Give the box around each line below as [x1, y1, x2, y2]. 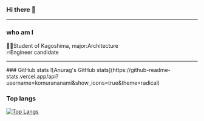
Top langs [6, 94, 36, 102]
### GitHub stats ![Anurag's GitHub [6, 66, 96, 73]
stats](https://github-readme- [97, 66, 171, 73]
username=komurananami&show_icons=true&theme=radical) [6, 79, 160, 87]
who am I [6, 28, 33, 37]
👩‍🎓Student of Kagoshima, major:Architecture [6, 42, 118, 49]
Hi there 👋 [6, 5, 36, 14]
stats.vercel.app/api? [6, 73, 59, 80]
